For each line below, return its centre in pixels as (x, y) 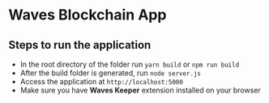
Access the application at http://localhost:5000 (102, 82)
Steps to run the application (80, 45)
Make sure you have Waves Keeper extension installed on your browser (140, 90)
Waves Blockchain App (88, 15)
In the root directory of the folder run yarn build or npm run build (130, 64)
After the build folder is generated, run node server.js (110, 73)
